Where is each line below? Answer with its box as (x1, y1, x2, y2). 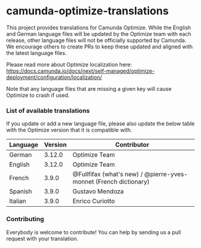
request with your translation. (6, 235, 79, 242)
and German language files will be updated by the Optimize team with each (6, 30, 191, 37)
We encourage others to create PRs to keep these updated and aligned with (6, 43, 193, 50)
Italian (9, 197, 27, 206)
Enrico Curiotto (72, 197, 115, 206)
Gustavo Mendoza (72, 187, 124, 195)
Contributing (6, 215, 44, 223)
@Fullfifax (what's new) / (72, 170, 143, 179)
